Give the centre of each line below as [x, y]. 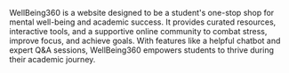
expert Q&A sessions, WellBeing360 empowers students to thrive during [141, 50]
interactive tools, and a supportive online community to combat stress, [138, 31]
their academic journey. [52, 59]
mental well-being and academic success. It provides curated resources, [143, 22]
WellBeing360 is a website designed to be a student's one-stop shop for [142, 13]
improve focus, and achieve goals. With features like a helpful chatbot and [145, 40]
